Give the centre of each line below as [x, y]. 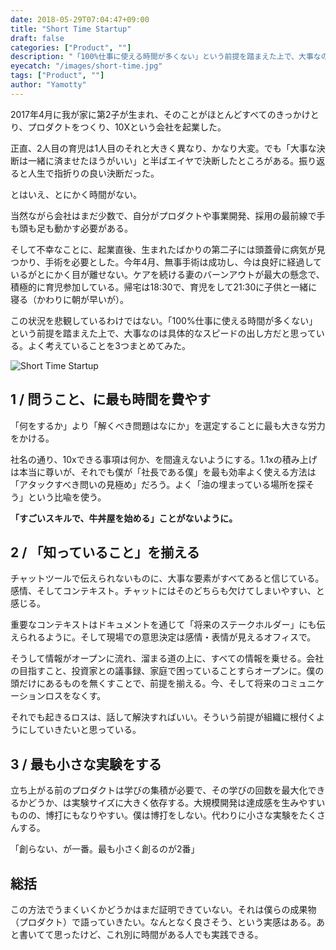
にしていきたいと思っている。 [80, 730]
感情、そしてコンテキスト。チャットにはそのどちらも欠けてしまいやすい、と [167, 591]
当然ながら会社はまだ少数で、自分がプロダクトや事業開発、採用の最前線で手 [168, 215]
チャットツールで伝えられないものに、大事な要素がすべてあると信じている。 [167, 578]
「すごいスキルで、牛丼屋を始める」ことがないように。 [124, 518]
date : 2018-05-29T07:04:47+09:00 [80, 19]
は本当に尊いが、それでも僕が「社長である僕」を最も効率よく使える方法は [163, 472]
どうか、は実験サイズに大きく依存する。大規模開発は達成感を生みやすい [176, 803]
